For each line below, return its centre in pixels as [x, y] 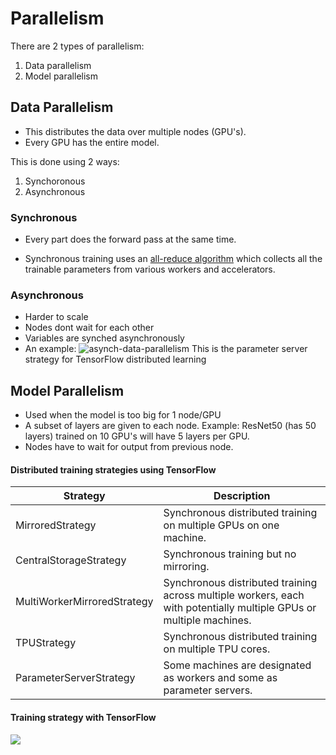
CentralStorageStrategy [71, 560]
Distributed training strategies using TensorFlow [113, 469]
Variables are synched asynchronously [104, 338]
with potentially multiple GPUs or [240, 608]
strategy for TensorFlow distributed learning [115, 359]
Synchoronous [55, 181]
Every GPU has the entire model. [92, 142]
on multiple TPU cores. [217, 649]
